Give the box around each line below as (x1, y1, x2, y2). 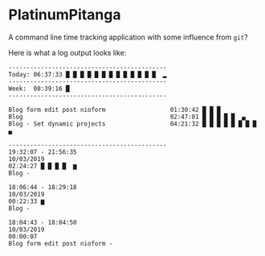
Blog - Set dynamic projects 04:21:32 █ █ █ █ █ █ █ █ (8, 119, 257, 128)
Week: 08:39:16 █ (8, 85, 70, 93)
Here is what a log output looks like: (8, 47, 127, 57)
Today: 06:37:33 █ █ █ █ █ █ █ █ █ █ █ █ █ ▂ (8, 70, 167, 78)
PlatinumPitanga (8, 6, 121, 24)
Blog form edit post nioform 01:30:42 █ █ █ (8, 105, 221, 114)
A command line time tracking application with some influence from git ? (8, 32, 248, 42)
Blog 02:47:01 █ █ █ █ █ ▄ (8, 113, 247, 121)
